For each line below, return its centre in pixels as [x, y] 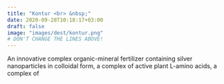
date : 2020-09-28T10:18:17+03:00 [55, 20]
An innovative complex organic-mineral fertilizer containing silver [100, 59]
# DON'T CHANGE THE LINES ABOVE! [55, 39]
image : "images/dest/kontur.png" [55, 33]
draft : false [26, 26]
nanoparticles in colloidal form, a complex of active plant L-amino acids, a [112, 66]
